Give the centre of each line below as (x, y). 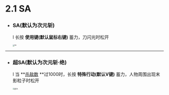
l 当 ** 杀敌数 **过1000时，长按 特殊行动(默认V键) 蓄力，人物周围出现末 (86, 74)
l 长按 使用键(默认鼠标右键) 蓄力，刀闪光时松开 (61, 37)
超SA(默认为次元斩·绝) (39, 62)
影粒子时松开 (26, 80)
